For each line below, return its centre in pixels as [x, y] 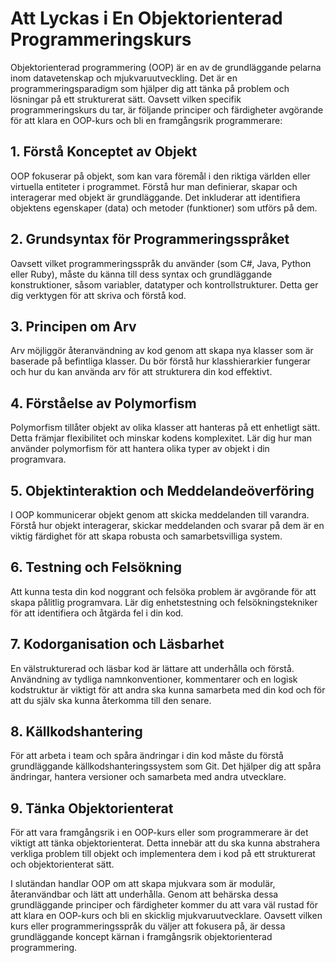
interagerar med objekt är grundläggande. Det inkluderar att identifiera [155, 197]
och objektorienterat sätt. [62, 864]
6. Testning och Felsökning [96, 567]
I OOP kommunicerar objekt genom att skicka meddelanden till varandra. [160, 515]
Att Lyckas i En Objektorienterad [146, 18]
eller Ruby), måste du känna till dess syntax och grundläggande [141, 274]
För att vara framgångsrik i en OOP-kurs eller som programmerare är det [159, 833]
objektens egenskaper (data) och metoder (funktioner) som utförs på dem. [164, 208]
